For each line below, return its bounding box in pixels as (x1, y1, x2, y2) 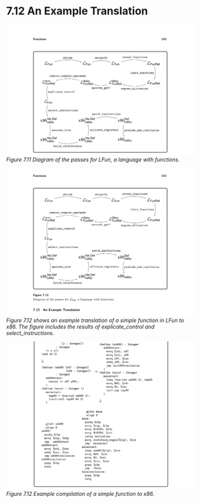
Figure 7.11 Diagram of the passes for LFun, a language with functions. (6, 156, 180, 163)
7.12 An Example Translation (6, 4, 149, 18)
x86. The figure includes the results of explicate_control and (6, 323, 154, 330)
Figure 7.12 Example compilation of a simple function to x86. (6, 490, 154, 498)
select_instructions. (6, 330, 54, 337)
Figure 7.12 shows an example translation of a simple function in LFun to (6, 317, 184, 324)
